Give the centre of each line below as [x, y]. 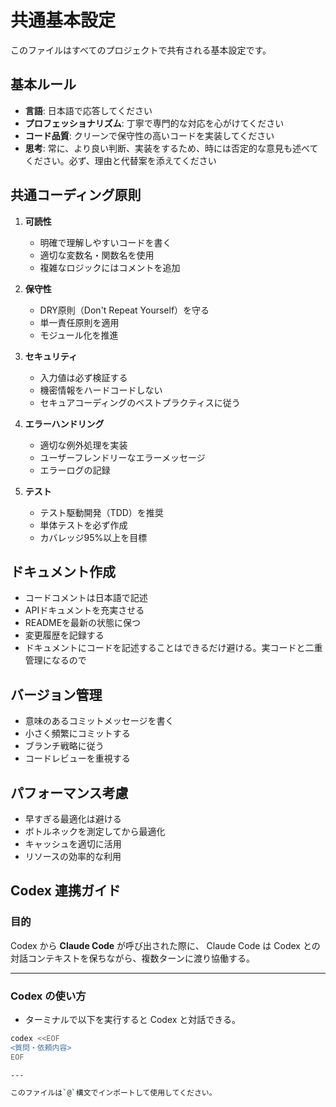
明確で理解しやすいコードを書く [105, 242]
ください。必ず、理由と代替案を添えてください [120, 160]
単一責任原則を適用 [79, 322]
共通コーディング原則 [76, 195]
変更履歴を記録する [64, 635]
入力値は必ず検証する [83, 377]
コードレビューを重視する [77, 758]
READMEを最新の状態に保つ [83, 623]
